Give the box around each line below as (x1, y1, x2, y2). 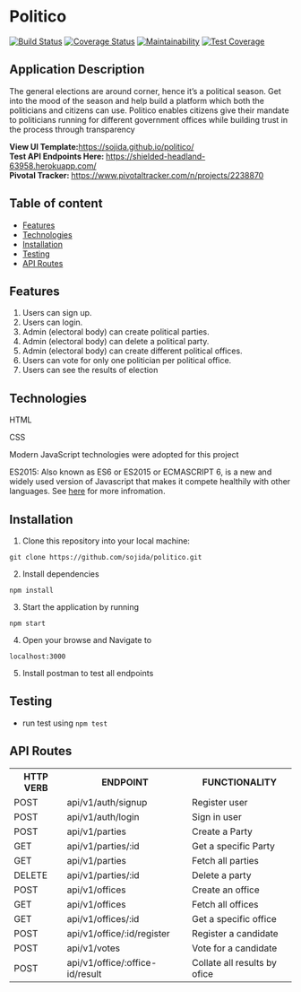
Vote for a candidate (192, 942, 278, 954)
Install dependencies (21, 569, 100, 579)
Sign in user (192, 810, 242, 822)
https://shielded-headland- (106, 151, 206, 161)
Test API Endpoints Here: (9, 151, 105, 161)
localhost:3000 (9, 652, 66, 661)
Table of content (9, 196, 103, 212)
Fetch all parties (192, 854, 260, 866)
